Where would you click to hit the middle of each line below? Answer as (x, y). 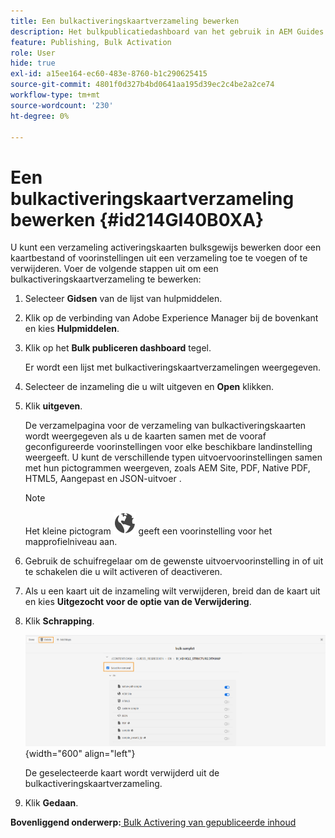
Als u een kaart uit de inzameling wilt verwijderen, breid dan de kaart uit (172, 591)
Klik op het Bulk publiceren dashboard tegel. (118, 348)
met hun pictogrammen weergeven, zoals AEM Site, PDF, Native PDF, (167, 468)
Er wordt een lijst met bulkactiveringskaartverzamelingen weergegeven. (173, 367)
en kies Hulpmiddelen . (72, 329)
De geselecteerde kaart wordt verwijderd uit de (122, 772)
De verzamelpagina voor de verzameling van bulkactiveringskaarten (165, 426)
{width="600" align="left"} (80, 753)
